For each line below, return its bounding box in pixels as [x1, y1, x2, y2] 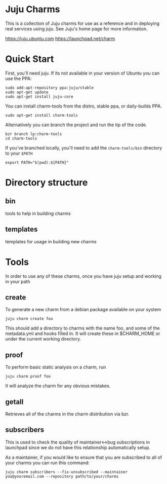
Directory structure [5, 177, 88, 189]
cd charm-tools [5, 136, 37, 141]
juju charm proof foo [5, 374, 51, 379]
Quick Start [5, 53, 54, 65]
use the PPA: [5, 75, 32, 82]
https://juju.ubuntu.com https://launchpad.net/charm [5, 35, 115, 42]
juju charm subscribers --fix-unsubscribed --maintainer [5, 469, 128, 474]
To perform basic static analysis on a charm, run [5, 364, 106, 370]
